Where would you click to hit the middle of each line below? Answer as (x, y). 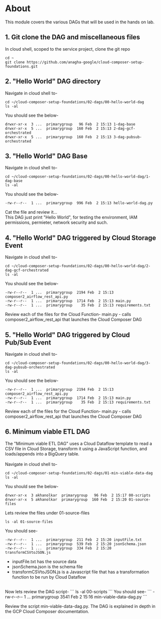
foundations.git (21, 66)
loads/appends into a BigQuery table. (42, 454)
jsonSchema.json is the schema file (47, 566)
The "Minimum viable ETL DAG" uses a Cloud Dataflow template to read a (79, 443)
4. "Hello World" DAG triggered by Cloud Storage (80, 238)
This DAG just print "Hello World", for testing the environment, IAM (71, 218)
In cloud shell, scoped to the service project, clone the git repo (68, 49)
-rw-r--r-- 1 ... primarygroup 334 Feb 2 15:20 (58, 548)
